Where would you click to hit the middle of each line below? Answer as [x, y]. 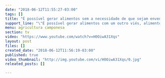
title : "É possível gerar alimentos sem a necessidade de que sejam [77, 19]
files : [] [15, 46]
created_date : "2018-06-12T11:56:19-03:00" [50, 50]
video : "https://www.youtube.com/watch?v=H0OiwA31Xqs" [62, 37]
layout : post [18, 41]
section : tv [17, 32]
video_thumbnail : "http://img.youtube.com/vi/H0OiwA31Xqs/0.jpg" [73, 59]
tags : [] [14, 14]
